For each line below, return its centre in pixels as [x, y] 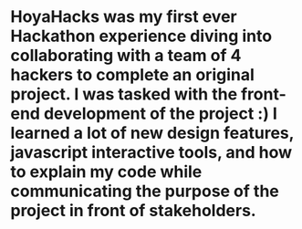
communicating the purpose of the [145, 191]
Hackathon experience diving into [141, 36]
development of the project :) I [160, 114]
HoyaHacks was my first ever [124, 17]
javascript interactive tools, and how [151, 153]
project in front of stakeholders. [133, 211]
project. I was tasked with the [124, 94]
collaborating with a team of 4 [126, 56]
